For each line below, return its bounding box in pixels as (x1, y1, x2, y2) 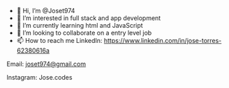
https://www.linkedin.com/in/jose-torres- (103, 37, 222, 44)
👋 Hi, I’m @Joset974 (16, 7, 75, 15)
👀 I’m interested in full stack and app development (16, 14, 161, 22)
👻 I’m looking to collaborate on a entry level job (16, 28, 152, 37)
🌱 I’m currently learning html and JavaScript (16, 21, 144, 29)
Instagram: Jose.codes (6, 73, 73, 81)
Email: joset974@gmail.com (6, 60, 87, 68)
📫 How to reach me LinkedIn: (16, 37, 103, 44)
